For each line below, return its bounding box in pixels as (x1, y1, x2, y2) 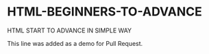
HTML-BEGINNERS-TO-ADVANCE (7, 4, 202, 20)
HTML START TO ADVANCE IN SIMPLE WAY (7, 26, 132, 34)
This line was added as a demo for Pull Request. (7, 39, 143, 47)
